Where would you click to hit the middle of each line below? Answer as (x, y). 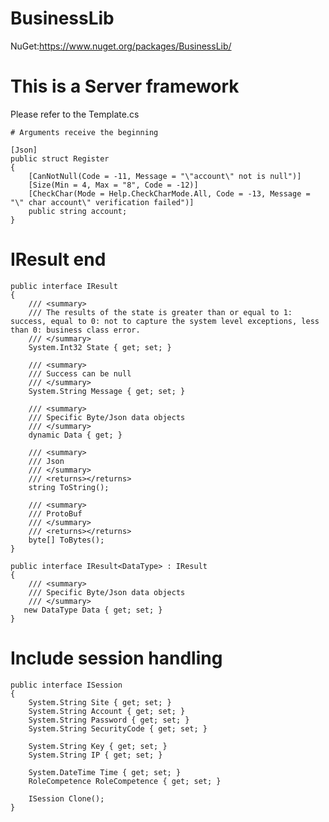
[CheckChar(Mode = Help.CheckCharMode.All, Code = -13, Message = (169, 193)
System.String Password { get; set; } (109, 720)
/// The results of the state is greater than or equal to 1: (160, 312)
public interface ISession (66, 685)
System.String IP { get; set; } (95, 755)
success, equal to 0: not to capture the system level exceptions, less (165, 321)
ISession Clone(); (66, 798)
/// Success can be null (80, 373)
